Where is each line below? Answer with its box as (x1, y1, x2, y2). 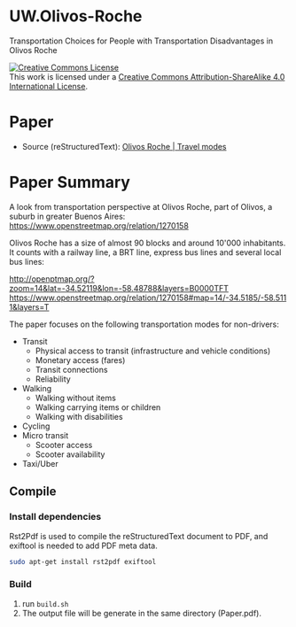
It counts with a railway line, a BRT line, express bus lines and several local (9, 246, 282, 258)
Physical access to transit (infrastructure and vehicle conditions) (35, 345, 271, 356)
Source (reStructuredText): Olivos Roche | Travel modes (21, 141, 228, 151)
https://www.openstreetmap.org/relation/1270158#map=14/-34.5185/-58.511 (9, 292, 287, 303)
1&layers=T (9, 301, 50, 312)
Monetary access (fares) (35, 354, 126, 365)
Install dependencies (9, 511, 102, 523)
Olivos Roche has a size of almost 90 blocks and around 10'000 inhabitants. (9, 237, 286, 248)
